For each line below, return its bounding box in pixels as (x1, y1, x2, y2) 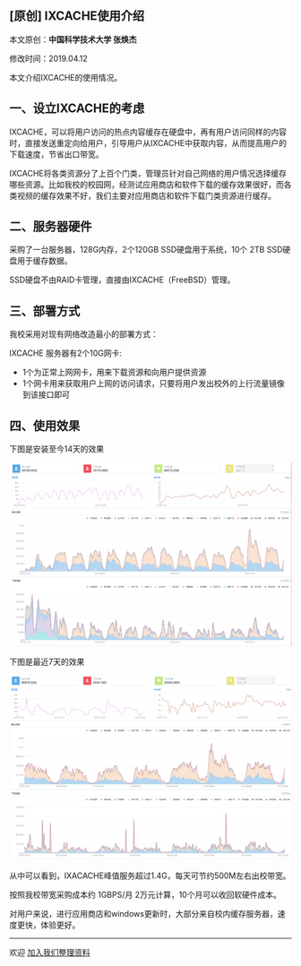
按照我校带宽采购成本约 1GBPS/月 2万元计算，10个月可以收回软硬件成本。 (9, 890, 282, 901)
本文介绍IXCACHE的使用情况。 (9, 72, 123, 82)
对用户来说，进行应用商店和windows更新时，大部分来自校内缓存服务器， (9, 909, 278, 919)
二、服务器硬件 (9, 219, 92, 235)
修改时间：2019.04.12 (9, 53, 88, 64)
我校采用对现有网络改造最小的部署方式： (9, 329, 159, 340)
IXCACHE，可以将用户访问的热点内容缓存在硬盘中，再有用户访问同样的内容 (9, 126, 288, 137)
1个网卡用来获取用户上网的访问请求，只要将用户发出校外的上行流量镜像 (21, 378, 285, 389)
